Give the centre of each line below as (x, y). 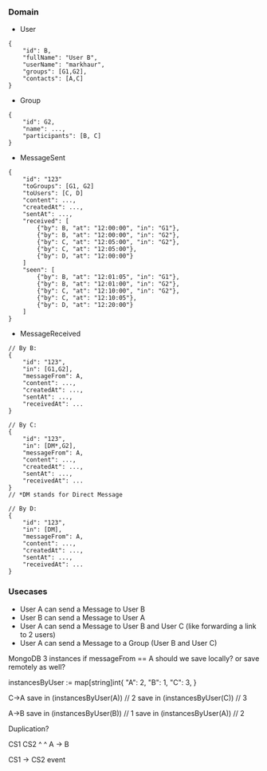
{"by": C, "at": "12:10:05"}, (87, 298)
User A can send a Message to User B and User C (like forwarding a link (138, 626)
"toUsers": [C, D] (53, 194)
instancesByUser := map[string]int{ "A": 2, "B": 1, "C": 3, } (102, 682)
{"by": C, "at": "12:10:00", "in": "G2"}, (108, 291)
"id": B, (37, 51)
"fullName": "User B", (60, 58)
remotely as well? (37, 667)
